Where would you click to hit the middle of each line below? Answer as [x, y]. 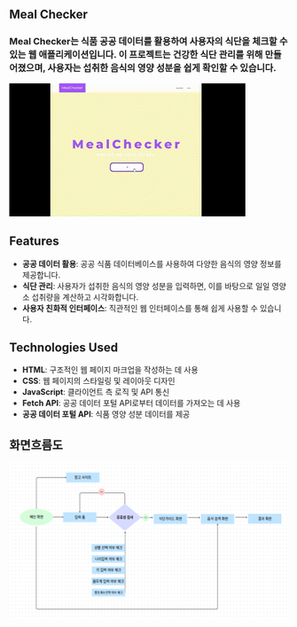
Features [34, 242]
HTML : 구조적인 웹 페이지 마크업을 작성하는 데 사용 [110, 370]
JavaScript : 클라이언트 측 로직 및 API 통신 [96, 392]
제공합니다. [41, 275]
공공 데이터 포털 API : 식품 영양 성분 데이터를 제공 [106, 414]
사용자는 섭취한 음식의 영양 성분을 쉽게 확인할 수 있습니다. [162, 68]
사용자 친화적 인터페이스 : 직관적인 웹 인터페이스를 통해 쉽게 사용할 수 [140, 308]
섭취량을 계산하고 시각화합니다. [85, 297]
